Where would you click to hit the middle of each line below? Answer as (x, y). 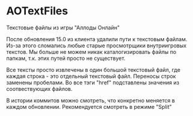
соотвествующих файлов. (39, 88)
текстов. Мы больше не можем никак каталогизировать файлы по (91, 51)
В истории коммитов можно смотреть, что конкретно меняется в (91, 100)
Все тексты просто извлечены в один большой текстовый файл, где (93, 69)
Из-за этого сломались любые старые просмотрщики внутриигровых (96, 45)
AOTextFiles (37, 11)
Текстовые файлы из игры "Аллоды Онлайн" (63, 28)
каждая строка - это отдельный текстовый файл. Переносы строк (91, 76)
